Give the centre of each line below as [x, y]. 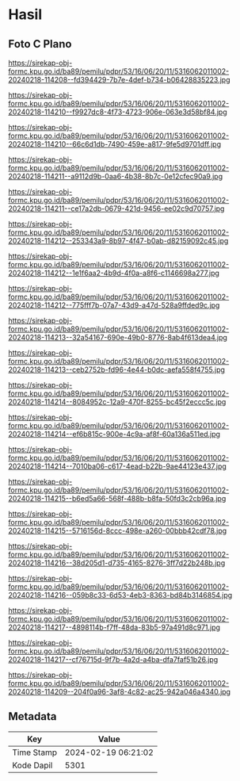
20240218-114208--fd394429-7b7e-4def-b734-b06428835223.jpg [119, 80]
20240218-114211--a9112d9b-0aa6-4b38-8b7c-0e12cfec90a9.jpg [116, 176]
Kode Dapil [32, 765]
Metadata [32, 716]
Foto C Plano [40, 44]
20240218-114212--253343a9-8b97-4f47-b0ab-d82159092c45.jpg [118, 241]
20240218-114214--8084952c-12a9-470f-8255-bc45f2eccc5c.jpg [117, 402]
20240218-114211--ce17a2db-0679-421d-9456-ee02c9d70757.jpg [116, 209]
